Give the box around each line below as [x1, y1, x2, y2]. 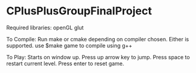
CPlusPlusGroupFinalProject [6, 4, 152, 18]
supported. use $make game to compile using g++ [6, 42, 132, 49]
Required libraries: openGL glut [6, 24, 84, 31]
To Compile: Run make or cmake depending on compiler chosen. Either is [6, 35, 189, 42]
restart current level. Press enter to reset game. [6, 60, 125, 67]
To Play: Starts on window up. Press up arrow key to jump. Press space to [6, 53, 191, 60]
